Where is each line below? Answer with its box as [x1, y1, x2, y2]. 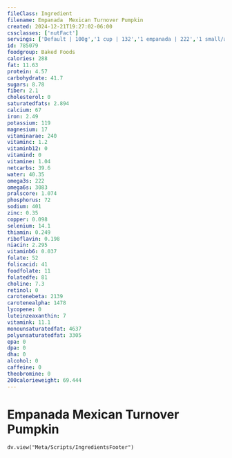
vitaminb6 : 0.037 [7, 248, 57, 255]
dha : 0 [7, 351, 26, 358]
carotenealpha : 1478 [7, 300, 67, 306]
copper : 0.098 [7, 216, 48, 223]
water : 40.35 [7, 171, 45, 178]
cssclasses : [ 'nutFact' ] [7, 29, 79, 37]
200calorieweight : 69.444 [7, 376, 81, 384]
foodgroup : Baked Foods [7, 49, 76, 56]
